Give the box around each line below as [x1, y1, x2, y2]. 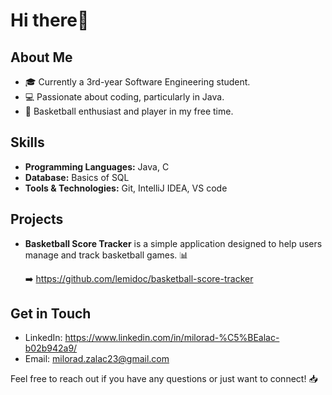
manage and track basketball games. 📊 [24, 249, 189, 261]
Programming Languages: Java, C [24, 160, 170, 173]
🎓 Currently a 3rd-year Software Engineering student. [24, 76, 251, 88]
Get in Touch [10, 305, 92, 323]
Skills [10, 134, 45, 151]
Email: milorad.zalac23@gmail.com [24, 353, 170, 365]
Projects [10, 211, 64, 228]
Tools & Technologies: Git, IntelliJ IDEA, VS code [24, 182, 228, 194]
